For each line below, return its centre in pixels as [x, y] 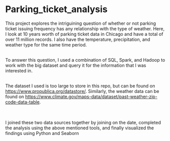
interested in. [19, 70]
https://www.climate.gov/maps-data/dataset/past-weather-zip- [91, 97]
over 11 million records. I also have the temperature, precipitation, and [78, 39]
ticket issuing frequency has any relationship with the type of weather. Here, [85, 28]
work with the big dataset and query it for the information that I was [76, 65]
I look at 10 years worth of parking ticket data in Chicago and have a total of [84, 34]
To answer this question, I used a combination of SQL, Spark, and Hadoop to [85, 60]
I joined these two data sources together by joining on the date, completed [83, 122]
